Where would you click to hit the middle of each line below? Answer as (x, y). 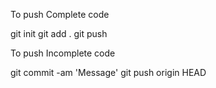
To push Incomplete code (63, 53)
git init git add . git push (59, 33)
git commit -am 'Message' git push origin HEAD (108, 72)
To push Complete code (60, 14)
